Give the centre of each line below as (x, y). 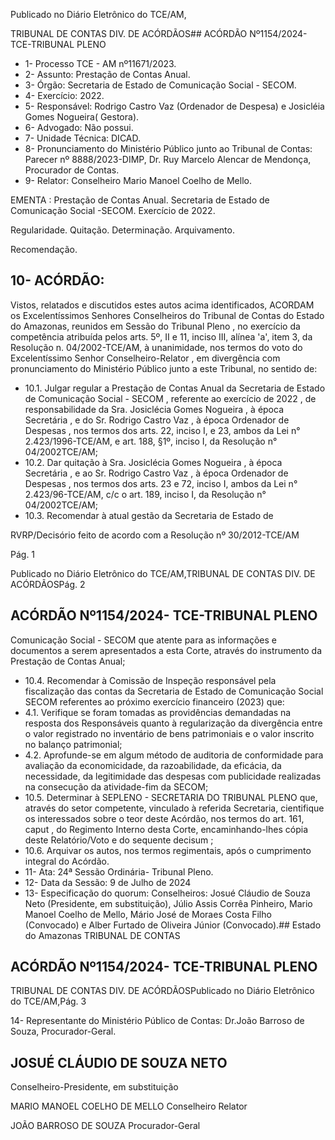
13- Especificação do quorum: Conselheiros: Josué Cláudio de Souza (167, 893)
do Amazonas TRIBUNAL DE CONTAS (102, 935)
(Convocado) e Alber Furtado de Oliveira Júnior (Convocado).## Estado (173, 925)
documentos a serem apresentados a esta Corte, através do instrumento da (166, 650)
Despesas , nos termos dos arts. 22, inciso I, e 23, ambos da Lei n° (162, 430)
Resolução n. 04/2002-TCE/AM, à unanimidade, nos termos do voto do (156, 347)
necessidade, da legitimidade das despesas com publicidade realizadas (173, 776)
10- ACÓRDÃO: (57, 280)
